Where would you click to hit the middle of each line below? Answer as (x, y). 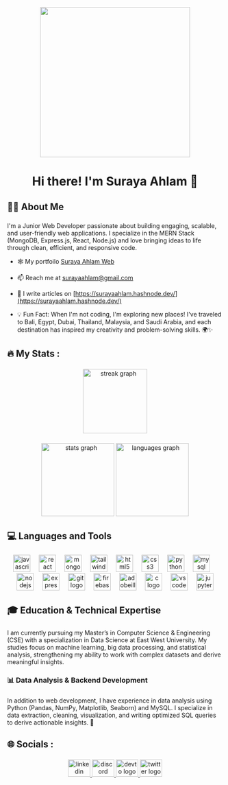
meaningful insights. (36, 662)
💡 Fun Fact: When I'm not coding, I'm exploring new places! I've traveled (119, 314)
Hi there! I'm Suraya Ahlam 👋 (115, 182)
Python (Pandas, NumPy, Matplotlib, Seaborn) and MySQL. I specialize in (110, 708)
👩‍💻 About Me (36, 206)
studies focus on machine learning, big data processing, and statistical (107, 648)
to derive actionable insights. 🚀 (51, 723)
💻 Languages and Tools (59, 536)
